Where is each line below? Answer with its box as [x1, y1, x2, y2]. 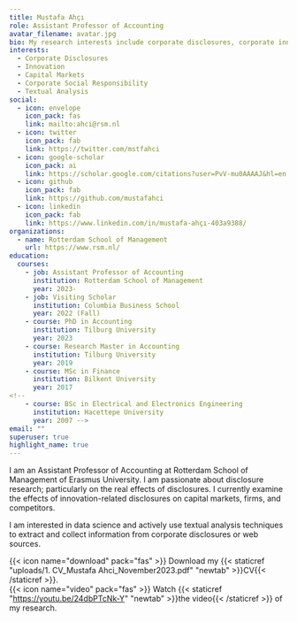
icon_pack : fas [25, 111, 81, 120]
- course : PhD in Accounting [25, 318, 133, 326]
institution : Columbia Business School [32, 301, 179, 310]
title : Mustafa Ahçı [9, 12, 86, 22]
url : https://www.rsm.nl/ [25, 243, 121, 252]
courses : [17, 260, 49, 269]
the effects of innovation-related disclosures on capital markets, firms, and [9, 493, 281, 504]
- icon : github [17, 178, 73, 187]
